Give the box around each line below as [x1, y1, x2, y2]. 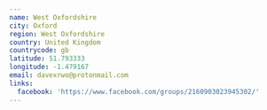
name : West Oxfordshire [9, 12, 98, 22]
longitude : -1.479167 [9, 63, 90, 72]
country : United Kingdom [9, 37, 101, 47]
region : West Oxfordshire [9, 29, 105, 38]
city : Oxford [9, 21, 58, 30]
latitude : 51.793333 [9, 54, 86, 63]
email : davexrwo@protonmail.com [9, 71, 129, 80]
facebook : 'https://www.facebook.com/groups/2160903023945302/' [17, 87, 260, 96]
